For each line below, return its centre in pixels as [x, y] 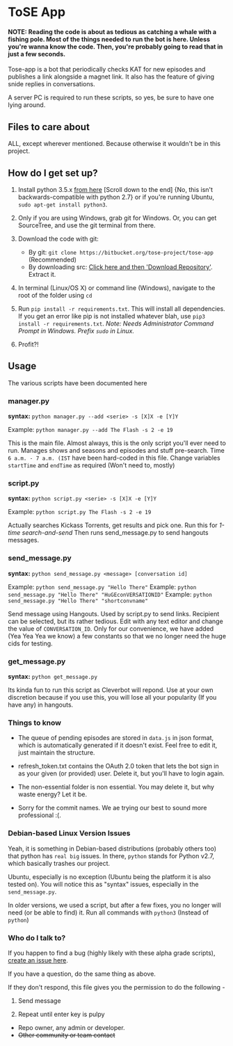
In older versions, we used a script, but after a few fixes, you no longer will [114, 905]
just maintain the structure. [56, 753]
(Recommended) [53, 260]
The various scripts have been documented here [78, 383]
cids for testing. [30, 643]
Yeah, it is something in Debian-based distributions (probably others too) [112, 848]
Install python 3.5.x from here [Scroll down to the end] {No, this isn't [115, 190]
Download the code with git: [58, 239]
